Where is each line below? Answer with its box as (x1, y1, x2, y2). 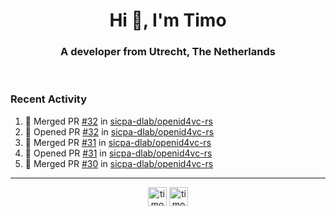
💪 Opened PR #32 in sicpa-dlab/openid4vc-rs (24, 125, 215, 138)
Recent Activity (10, 92, 88, 106)
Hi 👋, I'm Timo (109, 9, 227, 32)
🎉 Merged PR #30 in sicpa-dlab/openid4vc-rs (24, 157, 214, 169)
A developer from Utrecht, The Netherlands (60, 45, 276, 59)
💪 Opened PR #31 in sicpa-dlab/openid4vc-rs (24, 147, 213, 159)
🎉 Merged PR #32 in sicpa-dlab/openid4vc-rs (24, 115, 213, 127)
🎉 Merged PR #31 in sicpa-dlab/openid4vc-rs (24, 136, 212, 148)
